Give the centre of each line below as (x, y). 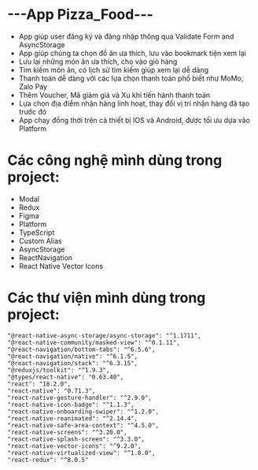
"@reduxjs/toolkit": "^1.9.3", (59, 370)
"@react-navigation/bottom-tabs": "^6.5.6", (81, 349)
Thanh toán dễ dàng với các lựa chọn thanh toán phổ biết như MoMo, (131, 78)
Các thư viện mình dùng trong (107, 298)
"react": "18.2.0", (39, 384)
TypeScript (37, 232)
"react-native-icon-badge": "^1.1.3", (71, 405)
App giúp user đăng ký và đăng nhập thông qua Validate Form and (126, 36)
